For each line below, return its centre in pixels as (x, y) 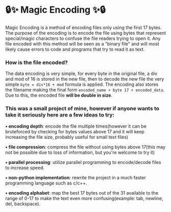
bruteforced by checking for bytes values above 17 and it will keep (75, 131)
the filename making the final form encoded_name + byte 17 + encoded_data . (85, 90)
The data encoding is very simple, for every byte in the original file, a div (81, 74)
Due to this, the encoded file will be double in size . (59, 96)
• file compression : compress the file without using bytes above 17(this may (86, 147)
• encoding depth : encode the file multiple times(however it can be (76, 126)
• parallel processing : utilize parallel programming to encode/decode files (83, 162)
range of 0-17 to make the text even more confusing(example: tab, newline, (84, 198)
